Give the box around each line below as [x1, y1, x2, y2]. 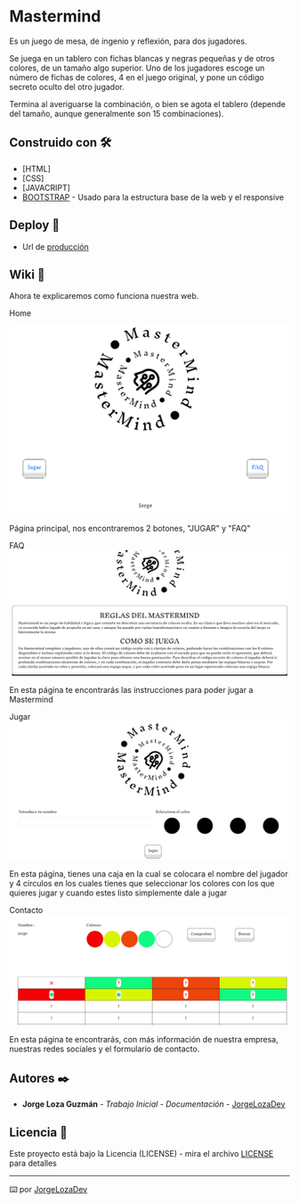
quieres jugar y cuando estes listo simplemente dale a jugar [9, 887, 228, 898]
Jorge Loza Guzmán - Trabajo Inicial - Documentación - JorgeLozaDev [21, 1099, 286, 1109]
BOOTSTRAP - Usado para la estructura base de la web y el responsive [21, 192, 285, 202]
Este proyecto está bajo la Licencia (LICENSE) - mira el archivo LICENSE [9, 1148, 274, 1158]
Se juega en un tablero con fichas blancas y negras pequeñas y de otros [9, 53, 275, 63]
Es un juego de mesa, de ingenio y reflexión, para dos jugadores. [9, 36, 247, 46]
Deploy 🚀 [9, 218, 61, 233]
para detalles [9, 1158, 58, 1168]
